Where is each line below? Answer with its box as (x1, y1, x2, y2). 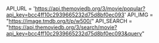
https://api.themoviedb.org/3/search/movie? (8, 24, 117, 31)
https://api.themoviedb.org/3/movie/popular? (35, 5, 146, 12)
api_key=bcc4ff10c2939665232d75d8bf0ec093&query (6, 30, 142, 37)
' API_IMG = (124, 11, 154, 18)
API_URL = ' (6, 5, 35, 12)
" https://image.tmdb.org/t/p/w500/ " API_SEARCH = (6, 18, 133, 24)
